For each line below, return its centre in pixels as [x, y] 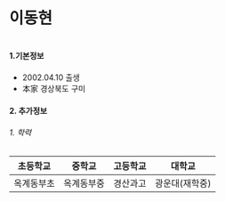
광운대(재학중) [183, 183]
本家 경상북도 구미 [54, 88]
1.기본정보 [27, 56]
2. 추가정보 [28, 110]
